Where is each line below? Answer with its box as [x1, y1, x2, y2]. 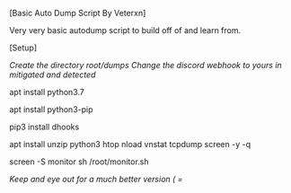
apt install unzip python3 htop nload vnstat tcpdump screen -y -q [9, 139, 251, 149]
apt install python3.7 [9, 87, 85, 97]
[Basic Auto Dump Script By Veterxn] [9, 8, 146, 18]
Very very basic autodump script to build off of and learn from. [9, 25, 242, 35]
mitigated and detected [9, 69, 96, 80]
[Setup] [9, 42, 38, 53]
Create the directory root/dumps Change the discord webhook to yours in [9, 60, 283, 70]
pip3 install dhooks [9, 121, 80, 132]
